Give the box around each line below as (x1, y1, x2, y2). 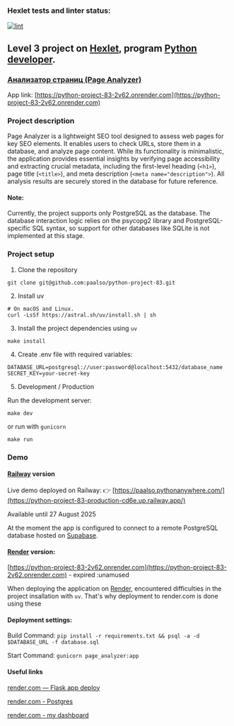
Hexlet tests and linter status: (7, 6, 111, 16)
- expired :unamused (68, 571, 129, 579)
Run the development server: (7, 396, 92, 404)
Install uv (17, 291, 45, 300)
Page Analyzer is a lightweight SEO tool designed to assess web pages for (7, 132, 224, 140)
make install (7, 337, 46, 345)
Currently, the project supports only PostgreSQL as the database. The (7, 209, 211, 217)
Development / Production (17, 382, 94, 391)
